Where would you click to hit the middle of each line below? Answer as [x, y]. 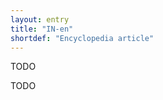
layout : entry [40, 19]
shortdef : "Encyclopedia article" [82, 38]
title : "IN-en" [42, 29]
